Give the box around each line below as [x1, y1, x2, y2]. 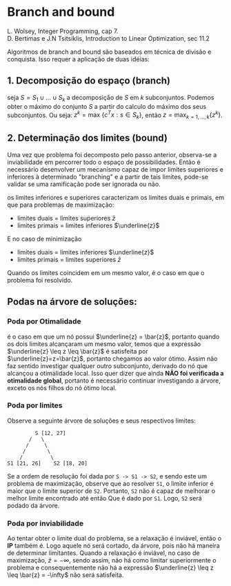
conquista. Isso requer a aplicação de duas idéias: [7, 54, 150, 63]
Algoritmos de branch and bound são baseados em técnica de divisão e [7, 48, 212, 56]
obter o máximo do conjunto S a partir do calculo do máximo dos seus [7, 102, 207, 110]
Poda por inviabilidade [7, 518, 84, 528]
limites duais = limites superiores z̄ [17, 214, 116, 222]
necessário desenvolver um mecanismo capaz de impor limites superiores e [7, 165, 224, 173]
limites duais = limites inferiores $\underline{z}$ [17, 247, 154, 256]
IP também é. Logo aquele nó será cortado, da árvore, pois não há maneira [7, 542, 221, 550]
